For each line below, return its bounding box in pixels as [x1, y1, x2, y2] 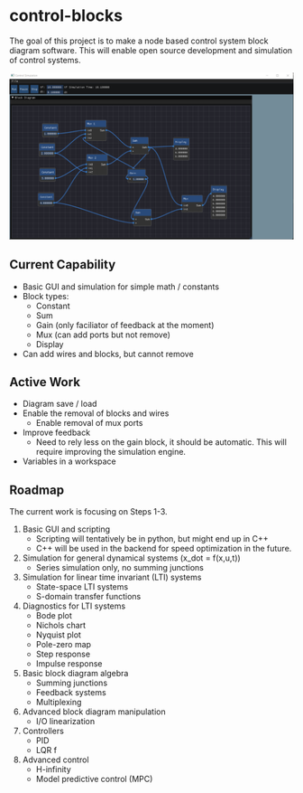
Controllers [22, 725, 65, 737]
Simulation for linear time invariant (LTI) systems [22, 571, 202, 583]
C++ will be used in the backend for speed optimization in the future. [35, 543, 292, 554]
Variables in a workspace [22, 456, 117, 467]
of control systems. [9, 54, 81, 65]
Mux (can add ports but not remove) [35, 329, 171, 340]
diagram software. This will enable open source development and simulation [9, 44, 293, 55]
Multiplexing [35, 697, 82, 708]
